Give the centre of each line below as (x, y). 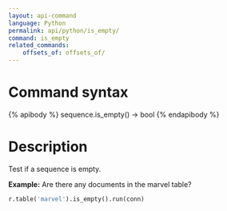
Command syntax (68, 92)
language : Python (37, 23)
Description (48, 147)
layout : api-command (43, 16)
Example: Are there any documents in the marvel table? (100, 184)
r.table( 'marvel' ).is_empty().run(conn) (77, 199)
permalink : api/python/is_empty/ (64, 30)
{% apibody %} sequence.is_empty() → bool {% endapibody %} (114, 114)
